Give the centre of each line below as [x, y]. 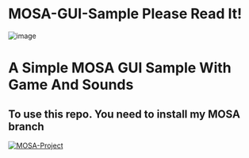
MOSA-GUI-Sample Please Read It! [125, 14]
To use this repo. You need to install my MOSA [124, 114]
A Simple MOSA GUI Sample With [120, 68]
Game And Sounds [71, 85]
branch [27, 127]
